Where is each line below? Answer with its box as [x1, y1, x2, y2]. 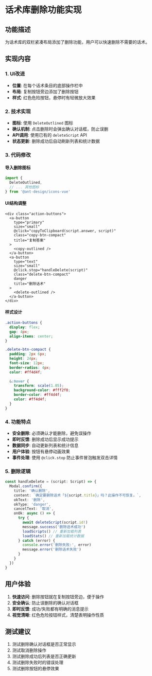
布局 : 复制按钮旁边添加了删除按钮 [12, 89, 79, 94]
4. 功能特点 [5, 418, 31, 425]
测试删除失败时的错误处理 [12, 659, 64, 665]
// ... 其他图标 [9, 184, 40, 190]
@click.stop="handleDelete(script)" [14, 267, 88, 272]
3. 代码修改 [5, 151, 31, 158]
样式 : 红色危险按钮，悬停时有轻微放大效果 [12, 94, 96, 100]
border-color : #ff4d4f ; [14, 392, 62, 397]
